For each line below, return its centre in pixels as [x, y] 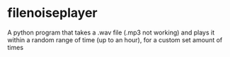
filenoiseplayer [52, 13]
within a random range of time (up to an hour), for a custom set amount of [115, 39]
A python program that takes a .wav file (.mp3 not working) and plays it [111, 32]
